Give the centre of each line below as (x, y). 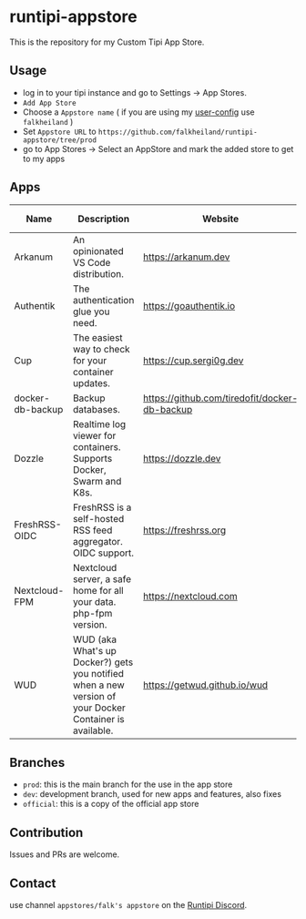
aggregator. (97, 541)
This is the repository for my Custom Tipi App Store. (107, 42)
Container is (98, 719)
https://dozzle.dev (182, 458)
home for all (98, 590)
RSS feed (92, 530)
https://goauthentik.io (189, 305)
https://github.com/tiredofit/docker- (220, 398)
